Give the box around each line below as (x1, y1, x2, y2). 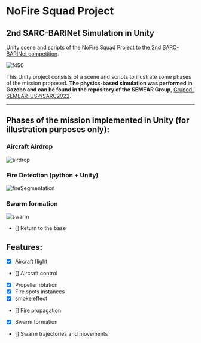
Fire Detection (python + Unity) (6, 171, 99, 179)
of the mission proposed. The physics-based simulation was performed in (6, 79, 193, 87)
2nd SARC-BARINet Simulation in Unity (6, 28, 154, 38)
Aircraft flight (14, 258, 48, 265)
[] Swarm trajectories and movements (14, 330, 108, 338)
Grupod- (173, 86, 195, 93)
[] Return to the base (14, 225, 66, 232)
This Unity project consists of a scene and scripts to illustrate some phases (6, 73, 191, 80)
